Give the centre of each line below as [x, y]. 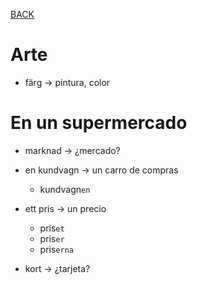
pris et [52, 228]
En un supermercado [99, 123]
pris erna [56, 249]
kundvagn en [65, 189]
